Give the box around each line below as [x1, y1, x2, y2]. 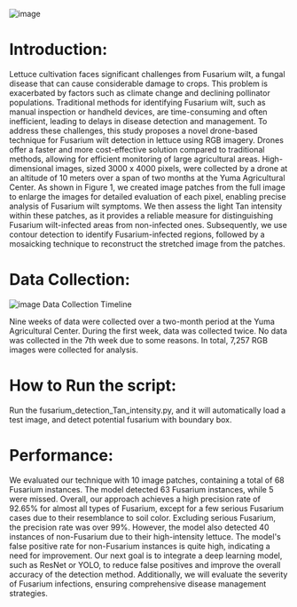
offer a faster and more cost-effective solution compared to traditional [9, 144, 265, 154]
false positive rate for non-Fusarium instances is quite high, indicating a [9, 540, 270, 551]
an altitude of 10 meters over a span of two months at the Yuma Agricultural [9, 172, 285, 183]
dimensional [9, 162, 54, 173]
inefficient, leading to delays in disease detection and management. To [9, 115, 268, 126]
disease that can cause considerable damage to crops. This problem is [9, 78, 269, 89]
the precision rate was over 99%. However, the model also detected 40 [9, 522, 270, 532]
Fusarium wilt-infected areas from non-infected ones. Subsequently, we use [9, 219, 288, 230]
